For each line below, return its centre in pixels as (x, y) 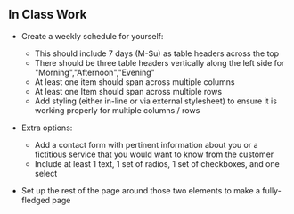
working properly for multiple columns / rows (117, 110)
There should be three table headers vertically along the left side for (159, 62)
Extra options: (47, 128)
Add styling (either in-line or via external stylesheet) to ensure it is (156, 101)
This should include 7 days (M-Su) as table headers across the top (157, 53)
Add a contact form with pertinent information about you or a (147, 144)
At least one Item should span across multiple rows (128, 91)
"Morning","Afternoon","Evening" (94, 72)
